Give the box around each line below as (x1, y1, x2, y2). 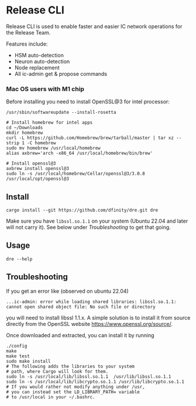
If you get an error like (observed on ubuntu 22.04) (6, 287, 129, 294)
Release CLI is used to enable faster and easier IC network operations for (6, 23, 183, 30)
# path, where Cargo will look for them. (6, 369, 109, 374)
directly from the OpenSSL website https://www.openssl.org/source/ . (6, 320, 173, 327)
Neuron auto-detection (14, 58, 70, 65)
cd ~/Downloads (6, 125, 43, 131)
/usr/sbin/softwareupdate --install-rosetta (6, 109, 116, 116)
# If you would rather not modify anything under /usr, (6, 384, 145, 390)
